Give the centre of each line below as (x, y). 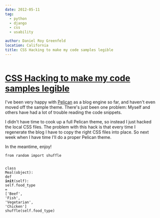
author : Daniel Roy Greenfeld (36, 41)
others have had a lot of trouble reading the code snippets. (64, 112)
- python (18, 18)
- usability (22, 32)
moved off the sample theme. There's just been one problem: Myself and (78, 107)
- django (18, 23)
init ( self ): (17, 181)
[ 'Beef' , (14, 194)
